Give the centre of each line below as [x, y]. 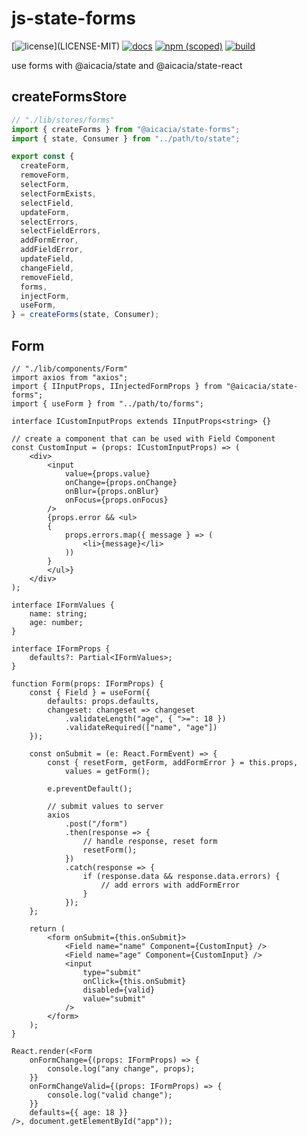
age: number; [56, 622]
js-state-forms [74, 18]
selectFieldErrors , [61, 231]
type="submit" [112, 972]
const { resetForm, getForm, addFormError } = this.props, [173, 762]
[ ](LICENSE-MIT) [66, 46]
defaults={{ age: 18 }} [79, 1112]
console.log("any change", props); [121, 1068]
